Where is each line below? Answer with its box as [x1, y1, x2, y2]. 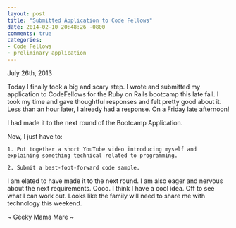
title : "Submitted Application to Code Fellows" [7, 17, 153, 24]
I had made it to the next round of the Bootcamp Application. [7, 118, 183, 127]
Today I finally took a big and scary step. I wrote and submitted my [7, 82, 201, 91]
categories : [7, 37, 42, 44]
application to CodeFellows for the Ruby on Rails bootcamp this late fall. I [7, 89, 219, 99]
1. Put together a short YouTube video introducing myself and [7, 146, 197, 153]
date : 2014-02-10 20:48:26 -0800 [7, 23, 106, 30]
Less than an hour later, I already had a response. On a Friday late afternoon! [7, 105, 230, 113]
